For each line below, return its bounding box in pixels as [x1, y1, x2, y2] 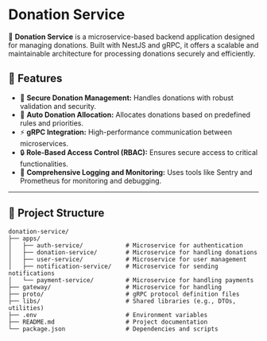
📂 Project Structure [8, 207, 105, 220]
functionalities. [19, 159, 69, 169]
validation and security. [19, 101, 97, 110]
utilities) [8, 304, 44, 312]
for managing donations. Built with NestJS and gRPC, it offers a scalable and [8, 40, 259, 49]
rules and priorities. [19, 118, 83, 128]
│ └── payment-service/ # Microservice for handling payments [8, 276, 254, 284]
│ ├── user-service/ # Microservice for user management [8, 255, 247, 263]
